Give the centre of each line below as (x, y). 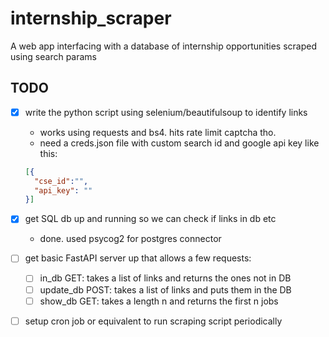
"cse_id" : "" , (61, 181)
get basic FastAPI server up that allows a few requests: (138, 258)
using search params (54, 56)
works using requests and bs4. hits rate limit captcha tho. (158, 132)
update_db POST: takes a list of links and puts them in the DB (165, 289)
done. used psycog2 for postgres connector (130, 239)
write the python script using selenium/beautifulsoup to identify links (166, 112)
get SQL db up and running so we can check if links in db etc (150, 219)
